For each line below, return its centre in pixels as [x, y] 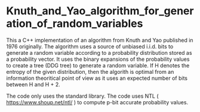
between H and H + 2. [33, 84]
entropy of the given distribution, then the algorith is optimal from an [90, 71]
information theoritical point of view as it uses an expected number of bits [97, 78]
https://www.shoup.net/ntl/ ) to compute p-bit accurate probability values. [97, 102]
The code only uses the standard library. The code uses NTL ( [83, 96]
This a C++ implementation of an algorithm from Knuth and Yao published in [100, 40]
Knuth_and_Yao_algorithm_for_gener [100, 11]
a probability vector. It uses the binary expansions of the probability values [98, 59]
